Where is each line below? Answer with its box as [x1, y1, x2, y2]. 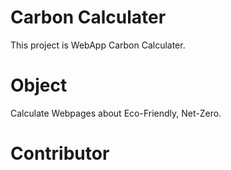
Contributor [10, 142, 110, 165]
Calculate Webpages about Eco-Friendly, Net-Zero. [10, 107, 222, 119]
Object [10, 74, 68, 97]
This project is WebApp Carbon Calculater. [10, 39, 186, 51]
